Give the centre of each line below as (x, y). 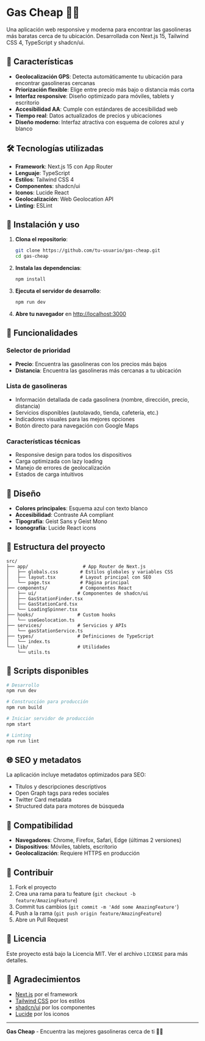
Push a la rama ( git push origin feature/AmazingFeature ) (88, 913)
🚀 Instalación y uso (43, 224)
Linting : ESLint (34, 205)
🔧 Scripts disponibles (48, 671)
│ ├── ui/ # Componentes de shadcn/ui (77, 593)
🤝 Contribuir (30, 872)
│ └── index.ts (28, 641)
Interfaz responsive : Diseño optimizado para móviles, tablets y (95, 96)
